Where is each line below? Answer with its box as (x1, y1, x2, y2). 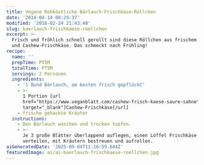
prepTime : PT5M (12, 59, 50, 65)
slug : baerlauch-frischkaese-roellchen (6, 25, 107, 32)
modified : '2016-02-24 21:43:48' (6, 20, 91, 26)
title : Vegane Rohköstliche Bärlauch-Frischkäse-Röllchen (6, 8, 156, 15)
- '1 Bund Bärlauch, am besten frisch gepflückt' (17, 82, 146, 88)
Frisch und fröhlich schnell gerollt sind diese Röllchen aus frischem (12, 37, 197, 43)
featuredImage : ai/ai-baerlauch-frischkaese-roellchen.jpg (6, 149, 159, 155)
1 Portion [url (22, 93, 61, 99)
